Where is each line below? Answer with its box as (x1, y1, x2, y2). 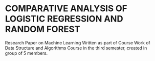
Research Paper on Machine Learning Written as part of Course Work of (5, 40, 151, 45)
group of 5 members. (5, 50, 48, 56)
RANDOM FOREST (5, 24, 81, 35)
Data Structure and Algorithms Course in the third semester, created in (5, 45, 147, 51)
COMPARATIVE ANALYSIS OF (5, 3, 128, 14)
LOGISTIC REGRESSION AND (5, 13, 123, 24)
